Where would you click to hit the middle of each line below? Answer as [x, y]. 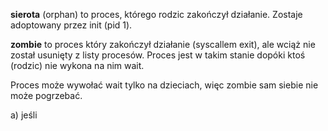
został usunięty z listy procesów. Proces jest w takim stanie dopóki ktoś [158, 55]
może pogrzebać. [46, 95]
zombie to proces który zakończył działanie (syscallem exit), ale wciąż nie [163, 44]
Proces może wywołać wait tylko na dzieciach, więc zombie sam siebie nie [164, 85]
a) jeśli [24, 115]
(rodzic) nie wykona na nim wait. [77, 65]
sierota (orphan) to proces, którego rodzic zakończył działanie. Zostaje [156, 14]
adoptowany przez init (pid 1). [71, 25]
